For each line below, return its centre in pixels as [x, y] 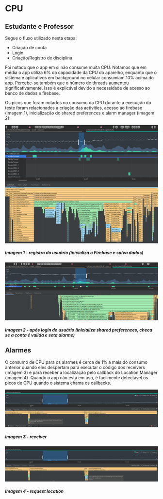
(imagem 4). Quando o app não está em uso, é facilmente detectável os [77, 377]
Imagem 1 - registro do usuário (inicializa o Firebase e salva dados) [74, 253]
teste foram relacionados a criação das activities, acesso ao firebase [74, 108]
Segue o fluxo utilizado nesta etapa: [41, 38]
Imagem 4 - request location [34, 491]
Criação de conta [29, 47]
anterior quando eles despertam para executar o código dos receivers [75, 367]
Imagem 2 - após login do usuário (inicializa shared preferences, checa [79, 330]
